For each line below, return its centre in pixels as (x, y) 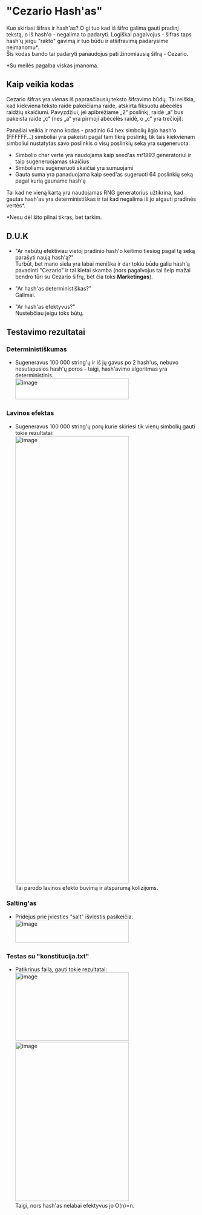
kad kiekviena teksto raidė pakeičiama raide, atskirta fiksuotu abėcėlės (94, 106)
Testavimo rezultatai (46, 332)
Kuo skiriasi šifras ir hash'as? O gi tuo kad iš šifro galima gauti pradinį (93, 28)
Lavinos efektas (30, 413)
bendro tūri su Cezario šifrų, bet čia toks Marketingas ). (84, 277)
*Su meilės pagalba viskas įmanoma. (52, 66)
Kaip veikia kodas (40, 85)
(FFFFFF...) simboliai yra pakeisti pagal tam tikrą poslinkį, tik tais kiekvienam (101, 136)
